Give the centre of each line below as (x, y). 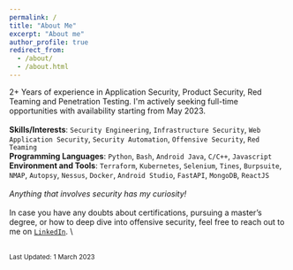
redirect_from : (37, 50)
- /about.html (43, 67)
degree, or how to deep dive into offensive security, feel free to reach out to (147, 221)
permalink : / (33, 17)
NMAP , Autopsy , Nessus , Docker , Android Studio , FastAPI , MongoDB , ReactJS (139, 174)
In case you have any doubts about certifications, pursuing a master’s (135, 212)
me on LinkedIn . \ (41, 231)
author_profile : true (49, 42)
